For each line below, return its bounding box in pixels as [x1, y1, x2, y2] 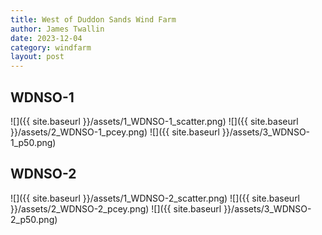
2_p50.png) [10, 213, 58, 225]
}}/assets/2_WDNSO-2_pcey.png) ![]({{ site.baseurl [10, 202, 222, 215]
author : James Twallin [10, 24, 105, 34]
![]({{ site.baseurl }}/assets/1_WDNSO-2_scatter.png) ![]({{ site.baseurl [10, 192, 301, 204]
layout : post [10, 52, 65, 62]
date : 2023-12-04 [10, 33, 83, 43]
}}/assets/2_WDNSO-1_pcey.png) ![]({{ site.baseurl [10, 126, 220, 138]
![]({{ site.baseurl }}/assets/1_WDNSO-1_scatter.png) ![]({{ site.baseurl [10, 115, 299, 127]
